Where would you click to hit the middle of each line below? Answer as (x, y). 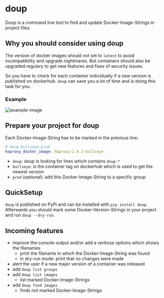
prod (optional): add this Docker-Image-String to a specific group (79, 177)
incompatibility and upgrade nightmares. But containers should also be (78, 61)
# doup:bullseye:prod (28, 147)
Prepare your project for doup (52, 126)
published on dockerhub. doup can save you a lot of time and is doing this (81, 81)
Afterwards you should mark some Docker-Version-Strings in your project (81, 210)
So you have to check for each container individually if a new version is (78, 76)
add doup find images (35, 285)
